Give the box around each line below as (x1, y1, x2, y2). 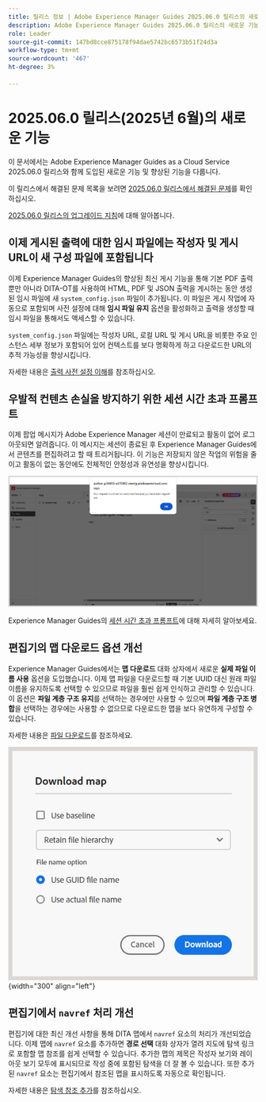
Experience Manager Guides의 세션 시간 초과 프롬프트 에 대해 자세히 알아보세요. (8, 616, 257, 625)
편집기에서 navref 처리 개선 (8, 1006, 135, 1020)
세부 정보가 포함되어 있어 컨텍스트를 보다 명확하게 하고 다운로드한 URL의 (28, 340, 252, 350)
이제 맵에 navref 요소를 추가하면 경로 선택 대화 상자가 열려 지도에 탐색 (25, 1038, 240, 1048)
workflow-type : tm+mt (8, 46, 80, 55)
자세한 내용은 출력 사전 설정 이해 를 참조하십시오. (8, 366, 157, 377)
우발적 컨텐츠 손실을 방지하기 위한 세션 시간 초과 (8, 392, 227, 405)
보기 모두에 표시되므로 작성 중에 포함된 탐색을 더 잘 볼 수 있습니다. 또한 (22, 1058, 240, 1068)
